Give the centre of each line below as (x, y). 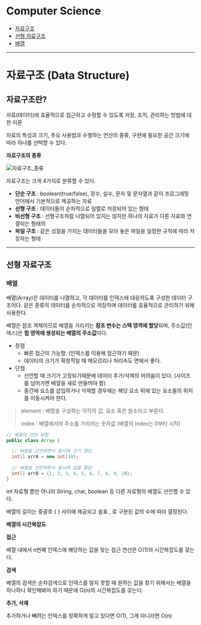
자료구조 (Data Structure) (68, 76)
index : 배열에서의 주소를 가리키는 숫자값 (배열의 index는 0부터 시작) (101, 423)
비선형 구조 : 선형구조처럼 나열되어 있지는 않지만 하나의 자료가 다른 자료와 (100, 216)
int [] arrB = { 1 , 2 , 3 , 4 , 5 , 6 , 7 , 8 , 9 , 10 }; (72, 473)
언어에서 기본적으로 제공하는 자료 (53, 201)
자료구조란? (27, 99)
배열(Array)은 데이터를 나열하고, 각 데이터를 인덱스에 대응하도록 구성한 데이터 (96, 297)
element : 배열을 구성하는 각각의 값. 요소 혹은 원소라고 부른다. (93, 410)
